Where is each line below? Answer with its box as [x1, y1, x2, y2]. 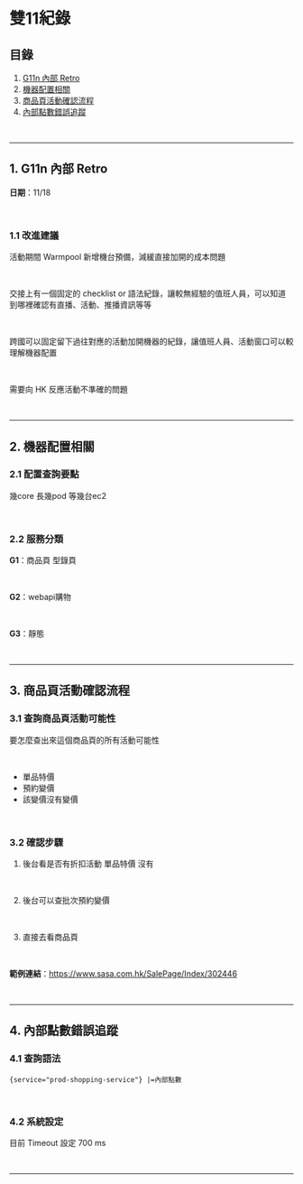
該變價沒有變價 [22, 793, 78, 804]
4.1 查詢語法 [9, 1052, 61, 1065]
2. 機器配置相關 [9, 439, 95, 454]
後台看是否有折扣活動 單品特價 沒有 [22, 858, 154, 869]
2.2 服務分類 [9, 532, 64, 545]
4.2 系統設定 [9, 1115, 64, 1128]
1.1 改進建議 [9, 229, 60, 242]
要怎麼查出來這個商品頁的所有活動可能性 [9, 735, 160, 745]
